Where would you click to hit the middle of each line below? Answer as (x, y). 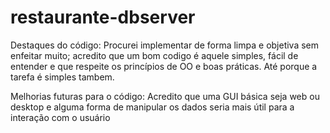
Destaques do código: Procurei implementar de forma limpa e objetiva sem (165, 45)
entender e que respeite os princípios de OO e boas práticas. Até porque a (164, 66)
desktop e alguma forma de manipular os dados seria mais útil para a (152, 107)
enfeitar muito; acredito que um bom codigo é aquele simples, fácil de (154, 55)
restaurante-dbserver (103, 17)
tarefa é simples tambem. (62, 77)
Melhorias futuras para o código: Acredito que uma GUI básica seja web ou (165, 96)
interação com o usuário (60, 117)
